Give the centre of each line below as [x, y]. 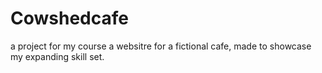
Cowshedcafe [69, 18]
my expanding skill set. [57, 56]
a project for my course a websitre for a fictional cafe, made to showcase [161, 46]
